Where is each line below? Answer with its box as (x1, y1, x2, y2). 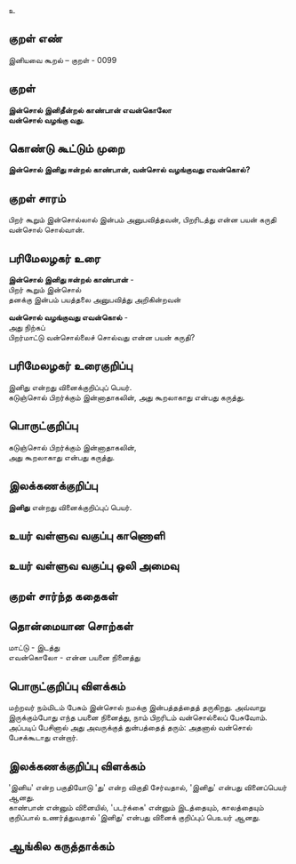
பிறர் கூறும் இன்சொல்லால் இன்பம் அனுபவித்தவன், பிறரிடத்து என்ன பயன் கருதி (8, 214, 277, 225)
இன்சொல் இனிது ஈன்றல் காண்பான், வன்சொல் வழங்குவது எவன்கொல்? (8, 164, 251, 175)
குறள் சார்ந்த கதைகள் (8, 588, 118, 604)
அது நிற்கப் (8, 322, 45, 333)
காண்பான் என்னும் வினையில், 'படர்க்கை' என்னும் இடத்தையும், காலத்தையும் (8, 802, 264, 813)
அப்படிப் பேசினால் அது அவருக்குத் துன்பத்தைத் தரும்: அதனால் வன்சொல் (8, 722, 252, 733)
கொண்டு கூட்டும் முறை (8, 141, 125, 156)
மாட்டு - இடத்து (8, 642, 60, 653)
